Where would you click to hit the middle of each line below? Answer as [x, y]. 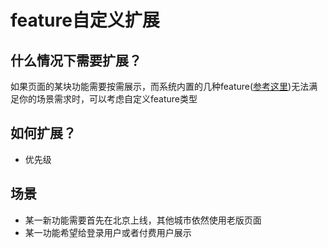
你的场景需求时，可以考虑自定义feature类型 [108, 99]
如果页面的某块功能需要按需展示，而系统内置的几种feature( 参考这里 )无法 [160, 86]
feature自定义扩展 [85, 20]
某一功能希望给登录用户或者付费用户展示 [108, 232]
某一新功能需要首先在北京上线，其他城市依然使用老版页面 [143, 220]
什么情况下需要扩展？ [76, 60]
